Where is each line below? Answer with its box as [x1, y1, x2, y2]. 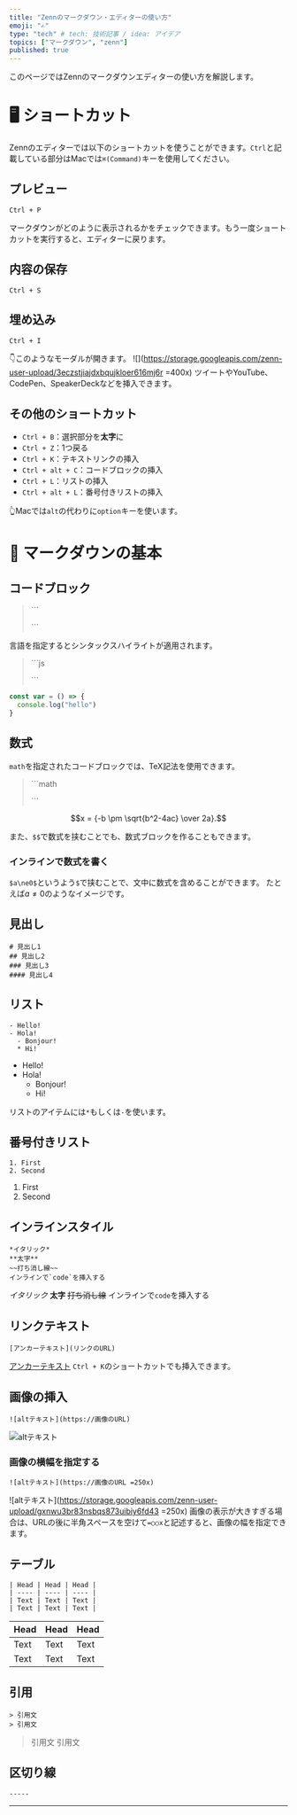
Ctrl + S [9, 285, 42, 295]
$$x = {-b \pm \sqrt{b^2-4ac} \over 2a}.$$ [70, 813, 227, 823]
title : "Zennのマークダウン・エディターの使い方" [9, 12, 172, 22]
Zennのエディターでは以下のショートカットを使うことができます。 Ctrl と [9, 143, 274, 153]
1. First [9, 1158, 42, 1168]
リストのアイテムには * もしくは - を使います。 [9, 1106, 171, 1117]
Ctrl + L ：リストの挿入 [21, 476, 109, 487]
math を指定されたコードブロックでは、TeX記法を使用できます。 [9, 760, 240, 771]
